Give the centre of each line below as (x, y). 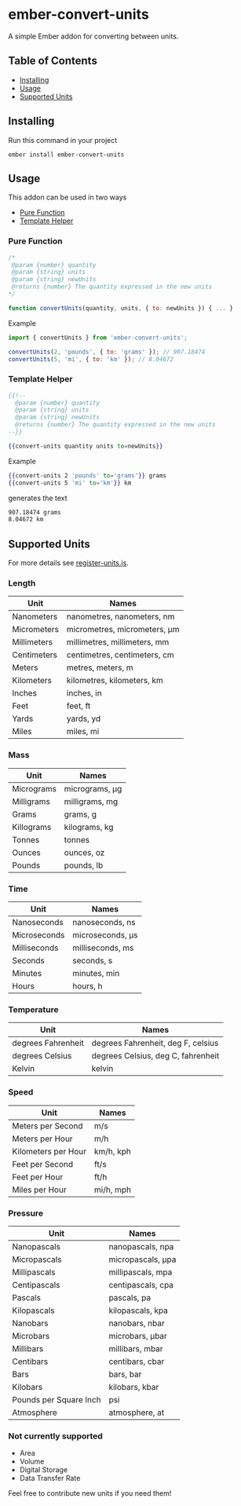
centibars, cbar (137, 1362)
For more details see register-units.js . (69, 563)
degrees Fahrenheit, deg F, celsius (155, 1044)
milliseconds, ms (103, 948)
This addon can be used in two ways (68, 197)
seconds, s (93, 961)
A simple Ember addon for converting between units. (93, 36)
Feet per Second (43, 1164)
